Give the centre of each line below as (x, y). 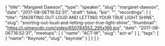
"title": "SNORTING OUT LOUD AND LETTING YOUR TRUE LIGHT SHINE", (80, 17)
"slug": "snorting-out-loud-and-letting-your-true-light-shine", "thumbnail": (81, 23)
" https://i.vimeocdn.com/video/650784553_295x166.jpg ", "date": (71, 28)
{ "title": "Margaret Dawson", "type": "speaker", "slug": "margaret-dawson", (82, 7)
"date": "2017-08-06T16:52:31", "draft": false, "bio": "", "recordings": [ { (78, 12)
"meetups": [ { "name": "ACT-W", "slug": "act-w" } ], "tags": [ (96, 33)
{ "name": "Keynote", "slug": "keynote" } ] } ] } (52, 38)
